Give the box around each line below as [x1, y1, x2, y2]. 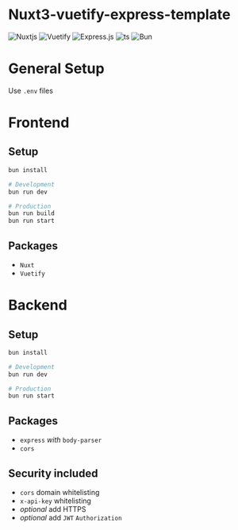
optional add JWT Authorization [19, 513, 122, 522]
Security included [8, 467, 98, 480]
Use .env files [8, 86, 54, 95]
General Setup [8, 60, 105, 78]
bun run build [8, 209, 56, 217]
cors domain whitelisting [19, 487, 100, 497]
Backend [8, 296, 67, 314]
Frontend [8, 113, 70, 132]
